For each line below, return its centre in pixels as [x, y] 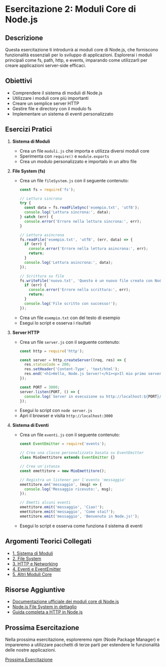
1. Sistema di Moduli [33, 553]
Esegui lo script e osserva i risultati [55, 323]
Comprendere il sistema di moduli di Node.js [57, 93]
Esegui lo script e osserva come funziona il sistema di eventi [81, 526]
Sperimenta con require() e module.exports [64, 156]
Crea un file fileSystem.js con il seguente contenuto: [74, 180]
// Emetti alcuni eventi [45, 502]
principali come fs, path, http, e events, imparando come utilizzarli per [76, 60]
